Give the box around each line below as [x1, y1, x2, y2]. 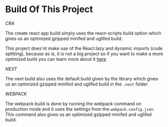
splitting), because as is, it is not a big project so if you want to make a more [5, 51, 163, 57]
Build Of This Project [5, 4, 93, 15]
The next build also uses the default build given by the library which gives [5, 75, 158, 81]
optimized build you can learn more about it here [5, 56, 106, 62]
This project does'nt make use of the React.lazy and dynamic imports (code [5, 45, 163, 51]
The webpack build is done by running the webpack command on [5, 100, 142, 107]
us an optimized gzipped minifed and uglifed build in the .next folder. [5, 81, 149, 87]
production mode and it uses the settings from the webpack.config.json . [5, 106, 155, 112]
